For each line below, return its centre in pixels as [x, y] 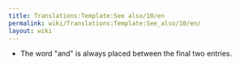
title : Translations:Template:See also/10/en [86, 16]
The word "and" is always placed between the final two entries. [126, 54]
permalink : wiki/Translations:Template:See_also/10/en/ [105, 23]
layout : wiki [30, 31]
